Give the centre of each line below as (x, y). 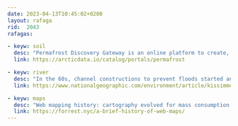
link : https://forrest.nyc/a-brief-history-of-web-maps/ (100, 111)
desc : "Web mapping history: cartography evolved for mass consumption (122, 105)
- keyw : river (28, 72)
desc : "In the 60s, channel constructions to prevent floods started (118, 79)
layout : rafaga (30, 21)
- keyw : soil (27, 47)
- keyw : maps (27, 98)
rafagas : (20, 34)
